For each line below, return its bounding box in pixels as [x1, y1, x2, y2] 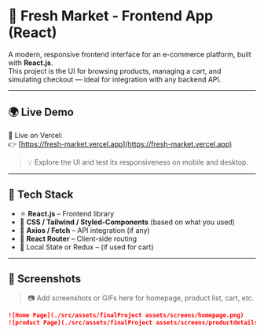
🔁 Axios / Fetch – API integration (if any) [19, 225, 151, 234]
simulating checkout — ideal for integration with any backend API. [8, 74, 222, 84]
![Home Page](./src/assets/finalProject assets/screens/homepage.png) [8, 311, 244, 320]
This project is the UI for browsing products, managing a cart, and [8, 66, 222, 75]
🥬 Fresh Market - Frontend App [8, 7, 214, 25]
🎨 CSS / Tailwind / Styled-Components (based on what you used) [19, 217, 236, 227]
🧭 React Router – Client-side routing [19, 234, 137, 243]
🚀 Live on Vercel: [8, 130, 63, 140]
